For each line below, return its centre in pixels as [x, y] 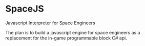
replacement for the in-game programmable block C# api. [66, 38]
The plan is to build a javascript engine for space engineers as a [73, 32]
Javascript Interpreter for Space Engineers [50, 23]
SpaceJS [25, 9]
